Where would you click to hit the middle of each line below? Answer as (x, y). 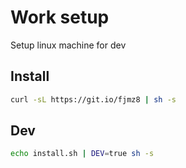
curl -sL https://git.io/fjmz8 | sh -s (93, 99)
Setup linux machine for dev (68, 45)
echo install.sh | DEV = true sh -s (82, 154)
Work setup (60, 17)
